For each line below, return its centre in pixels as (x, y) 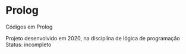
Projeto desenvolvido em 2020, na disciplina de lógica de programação (93, 38)
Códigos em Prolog (29, 27)
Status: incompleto (29, 45)
